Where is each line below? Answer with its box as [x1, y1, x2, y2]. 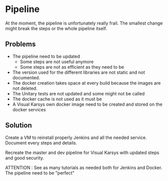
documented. [12, 74, 40, 81]
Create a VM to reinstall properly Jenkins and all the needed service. [5, 134, 147, 140]
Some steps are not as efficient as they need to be [20, 64, 124, 70]
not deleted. [12, 85, 38, 91]
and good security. [5, 154, 44, 161]
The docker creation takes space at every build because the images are [12, 80, 161, 86]
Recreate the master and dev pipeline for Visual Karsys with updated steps [5, 149, 159, 155]
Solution [5, 121, 32, 130]
